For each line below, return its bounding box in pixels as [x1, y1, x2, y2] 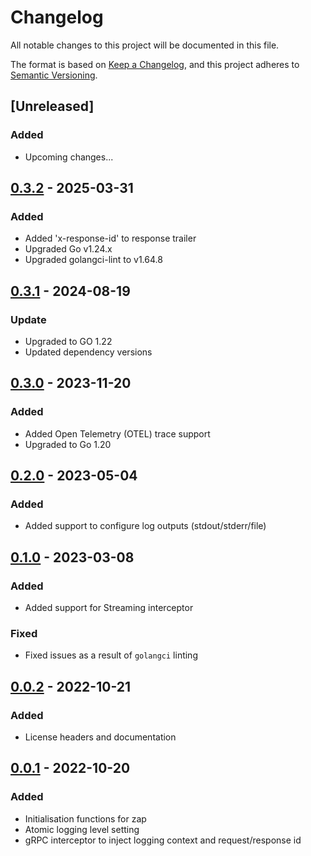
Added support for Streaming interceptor [24, 602, 194, 614]
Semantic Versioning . [10, 69, 98, 81]
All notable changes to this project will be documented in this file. [10, 39, 280, 51]
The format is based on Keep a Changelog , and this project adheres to [10, 58, 300, 70]
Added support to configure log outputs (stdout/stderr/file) [24, 520, 267, 532]
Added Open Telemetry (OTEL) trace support [24, 427, 211, 440]
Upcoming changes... [24, 151, 114, 163]
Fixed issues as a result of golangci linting [24, 649, 198, 661]
